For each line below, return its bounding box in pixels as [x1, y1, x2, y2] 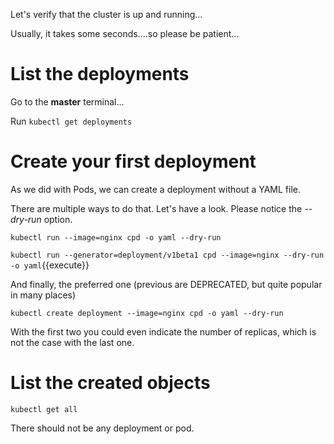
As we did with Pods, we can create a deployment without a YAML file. [10, 183, 302, 195]
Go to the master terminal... [10, 95, 125, 108]
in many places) [10, 289, 77, 301]
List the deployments [10, 63, 190, 86]
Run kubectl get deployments [10, 115, 133, 127]
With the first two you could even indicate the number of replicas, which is [10, 325, 317, 338]
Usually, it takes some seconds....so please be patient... [10, 28, 240, 39]
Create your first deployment [10, 150, 257, 173]
